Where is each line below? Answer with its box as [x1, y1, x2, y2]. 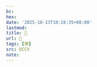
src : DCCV [6, 47, 30, 52]
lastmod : [6, 24, 27, 31]
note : [6, 52, 19, 58]
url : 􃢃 [6, 36, 22, 41]
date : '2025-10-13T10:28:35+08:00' [6, 19, 92, 25]
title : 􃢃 [6, 30, 27, 36]
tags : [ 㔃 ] [6, 41, 32, 47]
